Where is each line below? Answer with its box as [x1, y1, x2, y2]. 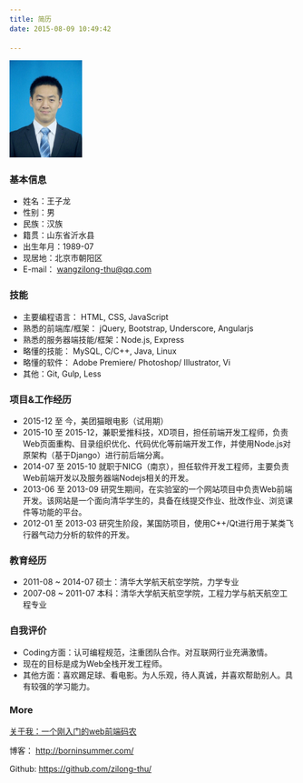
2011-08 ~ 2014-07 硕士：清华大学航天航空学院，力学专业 [22, 577, 239, 587]
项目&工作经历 [9, 393, 73, 406]
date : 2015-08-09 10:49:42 [9, 24, 112, 34]
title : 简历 [9, 15, 52, 24]
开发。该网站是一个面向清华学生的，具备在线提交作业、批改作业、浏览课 [22, 495, 293, 506]
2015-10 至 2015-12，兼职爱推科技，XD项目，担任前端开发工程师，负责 [22, 427, 288, 437]
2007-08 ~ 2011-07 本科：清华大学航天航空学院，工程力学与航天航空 [22, 587, 280, 599]
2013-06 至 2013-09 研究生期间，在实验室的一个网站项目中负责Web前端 [22, 483, 293, 495]
